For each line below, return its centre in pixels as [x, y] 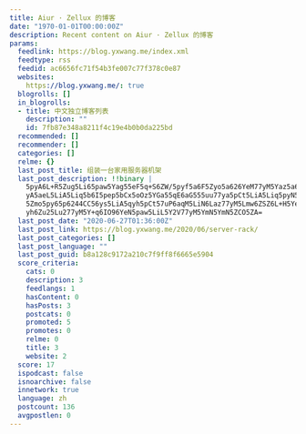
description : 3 [55, 280]
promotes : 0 [48, 331]
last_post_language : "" [62, 247]
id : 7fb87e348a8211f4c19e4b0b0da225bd [99, 128]
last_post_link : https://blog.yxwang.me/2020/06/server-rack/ [138, 229]
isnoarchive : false [55, 382]
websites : [36, 77]
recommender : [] [48, 145]
